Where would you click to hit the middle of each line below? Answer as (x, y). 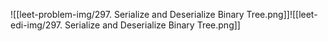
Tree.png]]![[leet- (282, 14)
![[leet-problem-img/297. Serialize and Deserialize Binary (127, 14)
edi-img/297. (36, 25)
